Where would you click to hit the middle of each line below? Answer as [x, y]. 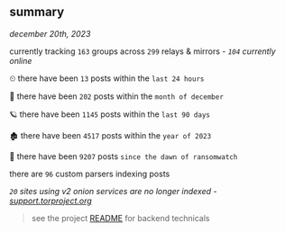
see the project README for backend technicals [120, 218]
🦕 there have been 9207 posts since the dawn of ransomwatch [124, 156]
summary [37, 12]
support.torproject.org [51, 201]
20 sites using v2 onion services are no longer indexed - [113, 191]
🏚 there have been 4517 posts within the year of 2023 [110, 135]
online [21, 60]
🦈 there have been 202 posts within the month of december [116, 96]
